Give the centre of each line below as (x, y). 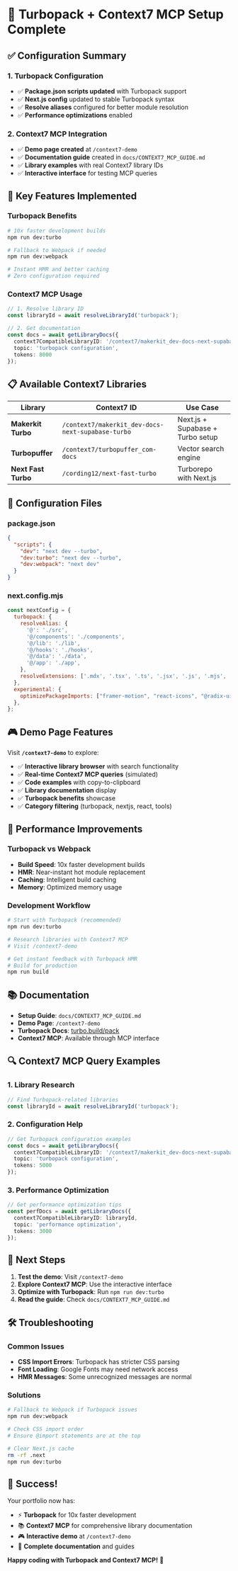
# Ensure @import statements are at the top (74, 1436)
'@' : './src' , (47, 630)
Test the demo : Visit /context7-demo (70, 1277)
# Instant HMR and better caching (58, 270)
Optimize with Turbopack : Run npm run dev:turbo (91, 1292)
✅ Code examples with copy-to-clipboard (79, 783)
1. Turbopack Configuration (56, 76)
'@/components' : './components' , (75, 637)
